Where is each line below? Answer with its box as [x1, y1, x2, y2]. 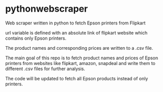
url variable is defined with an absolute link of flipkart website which [5, 29, 148, 36]
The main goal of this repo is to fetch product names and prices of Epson [5, 54, 158, 61]
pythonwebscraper [5, 3, 88, 15]
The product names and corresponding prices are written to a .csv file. [5, 45, 153, 51]
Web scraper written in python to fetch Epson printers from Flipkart [5, 20, 146, 26]
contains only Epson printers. [5, 35, 67, 41]
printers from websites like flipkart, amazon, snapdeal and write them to [5, 60, 156, 66]
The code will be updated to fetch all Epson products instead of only [5, 75, 148, 81]
